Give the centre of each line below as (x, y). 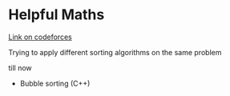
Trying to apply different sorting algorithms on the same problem (115, 52)
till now (20, 68)
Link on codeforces (40, 37)
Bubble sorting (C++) (55, 83)
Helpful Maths (56, 15)
